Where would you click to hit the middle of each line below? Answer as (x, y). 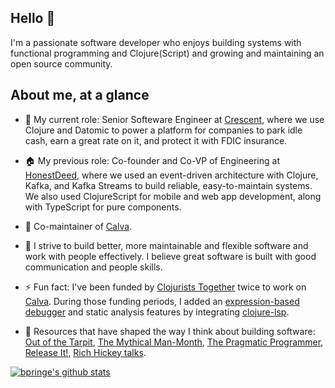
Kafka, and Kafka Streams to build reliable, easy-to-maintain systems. (168, 185)
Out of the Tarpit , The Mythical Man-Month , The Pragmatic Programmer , (174, 342)
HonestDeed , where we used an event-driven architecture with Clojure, (171, 175)
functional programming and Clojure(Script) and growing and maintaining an (167, 53)
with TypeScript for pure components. (103, 207)
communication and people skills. (93, 267)
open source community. (61, 63)
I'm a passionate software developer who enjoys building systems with (156, 42)
